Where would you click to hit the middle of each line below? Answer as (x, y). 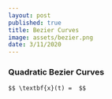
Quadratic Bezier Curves (56, 72)
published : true (35, 23)
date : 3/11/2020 (35, 45)
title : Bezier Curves (44, 30)
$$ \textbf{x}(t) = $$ (47, 88)
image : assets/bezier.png (50, 37)
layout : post (30, 15)
